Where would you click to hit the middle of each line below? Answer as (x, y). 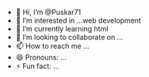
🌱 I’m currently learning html (62, 29)
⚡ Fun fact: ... (37, 66)
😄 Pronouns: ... (41, 57)
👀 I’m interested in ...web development (78, 20)
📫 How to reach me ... (52, 46)
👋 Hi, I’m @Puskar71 (48, 12)
